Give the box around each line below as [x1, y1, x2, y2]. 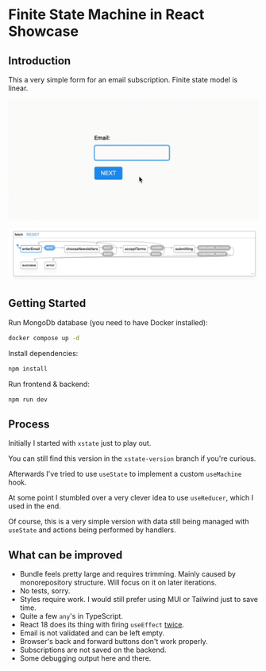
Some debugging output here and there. [19, 654, 152, 663]
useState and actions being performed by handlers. [8, 525, 176, 535]
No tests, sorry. [19, 586, 71, 596]
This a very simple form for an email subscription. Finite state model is [8, 75, 238, 84]
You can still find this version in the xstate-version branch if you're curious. [8, 454, 256, 463]
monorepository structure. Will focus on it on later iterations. [19, 577, 217, 587]
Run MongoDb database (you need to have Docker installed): [8, 317, 208, 327]
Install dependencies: [8, 348, 79, 358]
